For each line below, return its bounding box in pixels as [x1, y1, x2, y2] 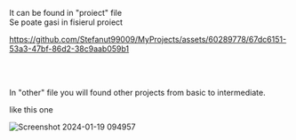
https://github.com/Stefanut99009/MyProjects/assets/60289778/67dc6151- [9, 35, 287, 44]
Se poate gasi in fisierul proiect [9, 17, 123, 27]
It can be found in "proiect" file [9, 8, 123, 18]
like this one [9, 105, 53, 114]
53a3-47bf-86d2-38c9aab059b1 [9, 43, 130, 54]
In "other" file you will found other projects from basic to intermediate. [9, 88, 266, 97]
